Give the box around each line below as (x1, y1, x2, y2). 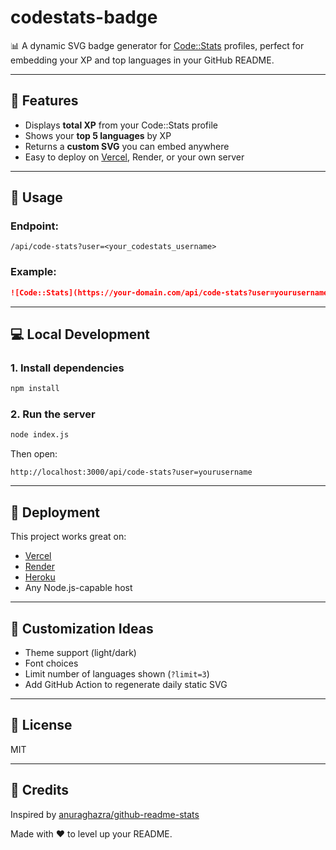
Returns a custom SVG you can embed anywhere (24, 140, 230, 152)
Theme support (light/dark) (24, 646, 137, 658)
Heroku (24, 571, 56, 583)
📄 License (10, 717, 73, 734)
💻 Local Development (10, 326, 150, 343)
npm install (10, 384, 60, 394)
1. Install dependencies (10, 361, 125, 375)
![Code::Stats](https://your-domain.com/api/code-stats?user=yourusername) (10, 287, 333, 298)
